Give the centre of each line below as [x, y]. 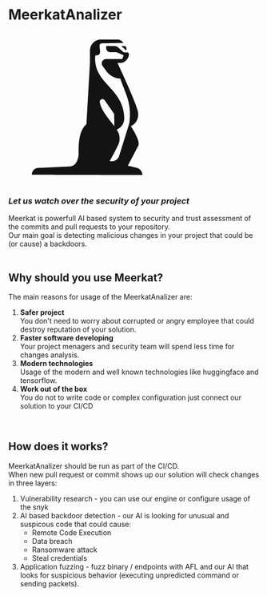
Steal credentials [60, 558]
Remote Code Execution [72, 532]
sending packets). [50, 583]
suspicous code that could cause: [76, 524]
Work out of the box [54, 389]
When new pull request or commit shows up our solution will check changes [134, 474]
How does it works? [58, 447]
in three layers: [33, 483]
